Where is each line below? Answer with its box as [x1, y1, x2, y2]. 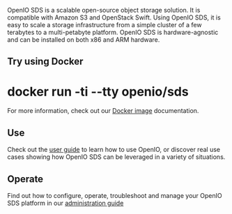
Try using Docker [7, 56, 84, 68]
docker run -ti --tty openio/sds [7, 84, 190, 100]
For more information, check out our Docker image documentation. [7, 107, 199, 115]
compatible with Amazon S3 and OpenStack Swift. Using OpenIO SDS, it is [7, 13, 221, 22]
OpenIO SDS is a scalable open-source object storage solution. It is [7, 6, 201, 14]
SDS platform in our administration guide [7, 199, 124, 207]
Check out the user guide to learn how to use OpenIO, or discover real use [7, 146, 221, 154]
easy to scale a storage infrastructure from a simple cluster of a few [7, 21, 202, 29]
